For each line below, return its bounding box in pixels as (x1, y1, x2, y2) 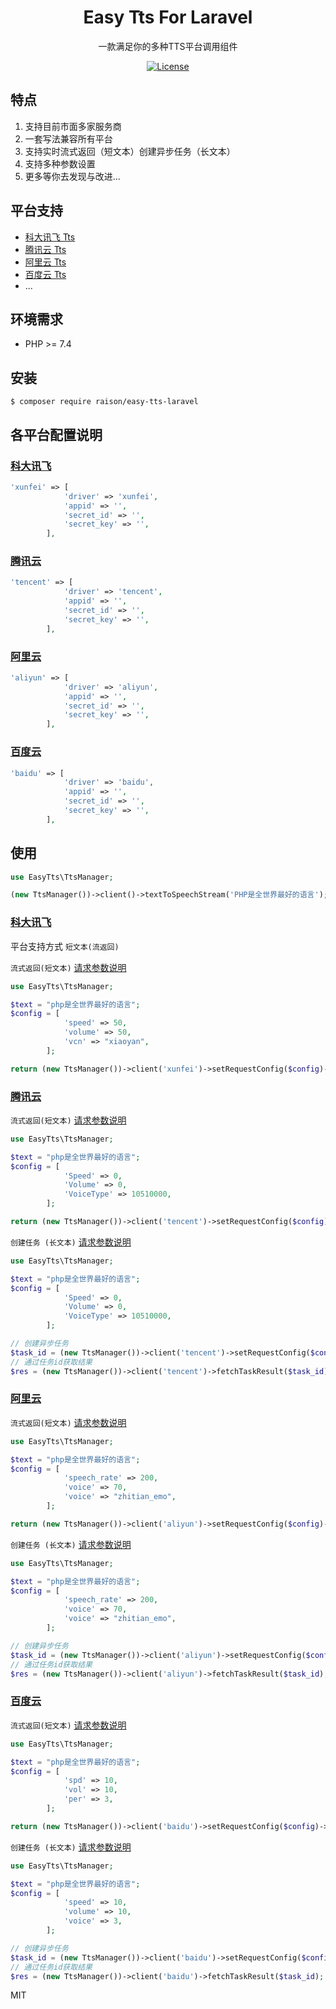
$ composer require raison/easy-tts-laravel (10, 397, 199, 407)
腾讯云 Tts (24, 243, 67, 255)
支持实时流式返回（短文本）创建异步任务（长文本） (24, 145, 236, 157)
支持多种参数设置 (24, 157, 96, 170)
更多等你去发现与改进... (24, 170, 121, 182)
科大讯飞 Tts (24, 231, 76, 243)
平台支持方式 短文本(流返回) (10, 940, 120, 952)
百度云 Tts (24, 268, 67, 280)
